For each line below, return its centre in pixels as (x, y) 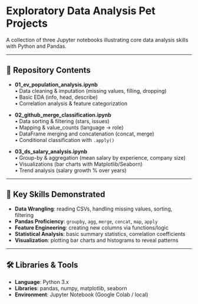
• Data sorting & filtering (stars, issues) (62, 121)
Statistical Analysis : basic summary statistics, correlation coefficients (100, 234)
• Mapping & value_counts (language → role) (69, 127)
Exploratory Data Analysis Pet (81, 11)
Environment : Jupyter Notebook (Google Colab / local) (81, 295)
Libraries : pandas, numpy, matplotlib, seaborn (71, 289)
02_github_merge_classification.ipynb (63, 115)
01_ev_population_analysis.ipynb (56, 85)
